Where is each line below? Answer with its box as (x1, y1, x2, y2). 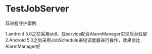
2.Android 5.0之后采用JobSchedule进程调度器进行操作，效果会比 (5, 37, 140, 43)
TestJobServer (5, 3, 69, 14)
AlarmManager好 (5, 43, 41, 49)
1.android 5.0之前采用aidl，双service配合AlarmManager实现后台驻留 (5, 30, 147, 36)
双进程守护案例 (5, 20, 36, 26)
